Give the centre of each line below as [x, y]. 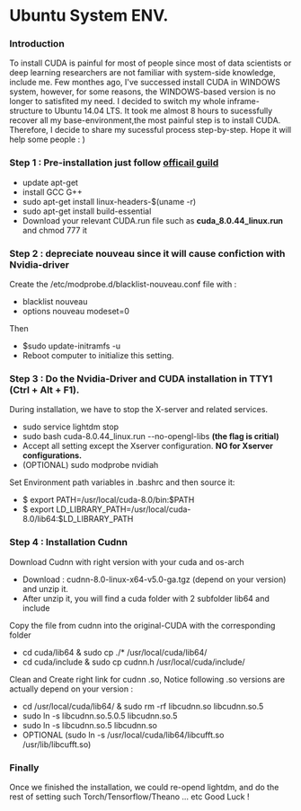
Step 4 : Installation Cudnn [69, 542]
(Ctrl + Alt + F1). [44, 390]
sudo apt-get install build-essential [87, 211]
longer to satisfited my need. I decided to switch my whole [118, 101]
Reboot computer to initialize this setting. [98, 356]
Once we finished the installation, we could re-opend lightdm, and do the [144, 787]
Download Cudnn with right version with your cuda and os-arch [127, 561]
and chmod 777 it [55, 230]
